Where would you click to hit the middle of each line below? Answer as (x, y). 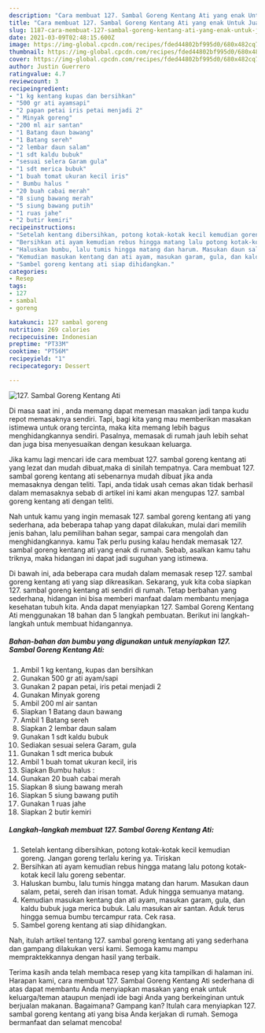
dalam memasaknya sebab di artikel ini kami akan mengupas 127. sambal (127, 493)
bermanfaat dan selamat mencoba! (66, 1022)
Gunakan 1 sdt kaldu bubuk (64, 736)
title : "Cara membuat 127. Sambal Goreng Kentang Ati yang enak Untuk (127, 23)
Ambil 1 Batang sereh (54, 720)
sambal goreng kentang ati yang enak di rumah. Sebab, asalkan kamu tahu (130, 550)
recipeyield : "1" (37, 359)
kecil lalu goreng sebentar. (83, 875)
